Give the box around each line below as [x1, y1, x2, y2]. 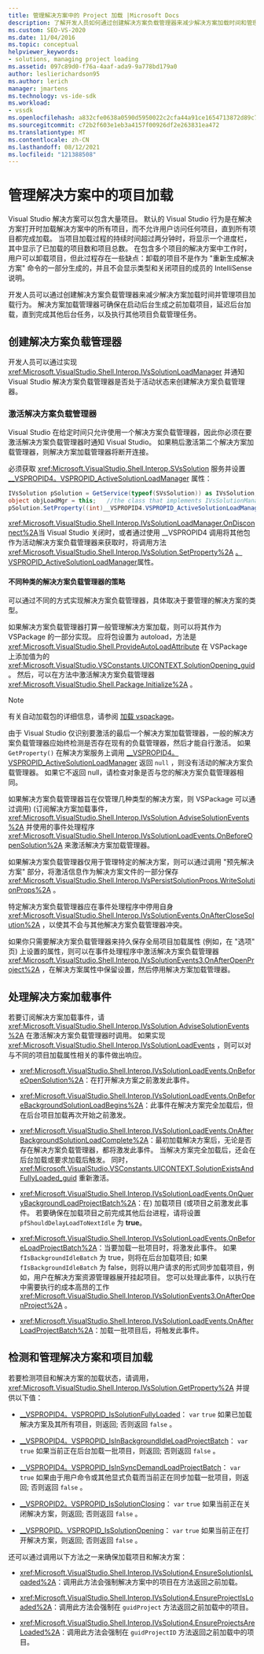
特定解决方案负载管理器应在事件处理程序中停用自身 [8, 902, 174, 912]
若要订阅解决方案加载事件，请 [8, 1012, 104, 1022]
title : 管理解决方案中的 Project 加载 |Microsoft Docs [8, 11, 180, 20]
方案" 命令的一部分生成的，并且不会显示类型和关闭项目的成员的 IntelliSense [8, 263, 253, 273]
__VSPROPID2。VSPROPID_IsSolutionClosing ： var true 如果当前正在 [19, 1499, 244, 1508]
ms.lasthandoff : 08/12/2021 [8, 143, 101, 151]
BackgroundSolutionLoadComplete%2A [19, 1135, 149, 1144]
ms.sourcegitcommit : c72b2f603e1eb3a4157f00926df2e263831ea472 [8, 121, 220, 129]
